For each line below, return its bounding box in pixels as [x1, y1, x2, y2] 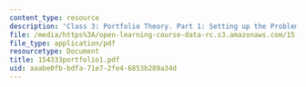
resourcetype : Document [9, 47, 100, 56]
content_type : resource [9, 13, 100, 23]
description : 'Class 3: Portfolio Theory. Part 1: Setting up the [9, 22, 267, 31]
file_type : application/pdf [9, 38, 117, 48]
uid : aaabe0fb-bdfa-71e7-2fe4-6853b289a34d [9, 64, 178, 73]
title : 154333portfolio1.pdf [9, 55, 120, 64]
